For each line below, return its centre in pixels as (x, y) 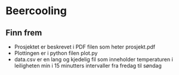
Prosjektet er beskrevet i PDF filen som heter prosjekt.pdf (85, 47)
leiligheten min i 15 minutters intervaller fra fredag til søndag (88, 66)
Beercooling (36, 11)
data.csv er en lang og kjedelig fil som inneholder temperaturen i (94, 59)
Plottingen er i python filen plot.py (56, 53)
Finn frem (24, 33)
